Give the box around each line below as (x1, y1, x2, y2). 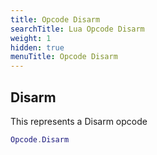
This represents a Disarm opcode (10, 115, 148, 127)
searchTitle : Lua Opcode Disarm (10, 24, 145, 34)
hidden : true (10, 42, 65, 53)
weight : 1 (10, 33, 52, 43)
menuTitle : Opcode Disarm (10, 52, 118, 62)
